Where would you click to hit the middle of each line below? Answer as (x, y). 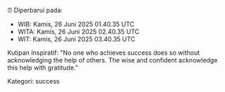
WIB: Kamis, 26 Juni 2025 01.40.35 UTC (76, 24)
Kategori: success (34, 81)
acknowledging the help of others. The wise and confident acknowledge (112, 60)
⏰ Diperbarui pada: (35, 10)
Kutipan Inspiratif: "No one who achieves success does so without (104, 53)
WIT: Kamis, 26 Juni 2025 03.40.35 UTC (76, 39)
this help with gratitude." (43, 67)
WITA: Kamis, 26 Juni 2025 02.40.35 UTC (78, 32)
